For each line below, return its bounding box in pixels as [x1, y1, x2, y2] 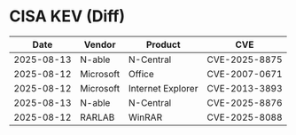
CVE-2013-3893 [206, 82, 283, 94]
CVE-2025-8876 [206, 96, 283, 108]
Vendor [83, 38, 116, 51]
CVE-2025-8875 [206, 53, 283, 66]
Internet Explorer [128, 82, 199, 94]
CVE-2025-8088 [206, 111, 283, 123]
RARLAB [79, 111, 115, 123]
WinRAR [128, 111, 162, 123]
